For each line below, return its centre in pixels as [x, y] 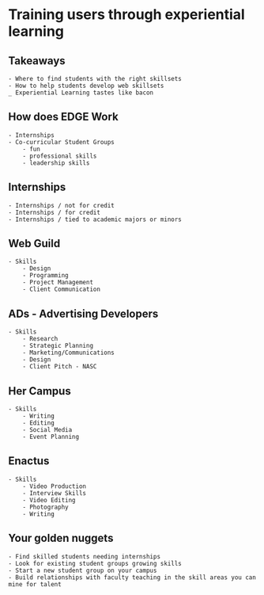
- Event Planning [51, 437]
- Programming [45, 276]
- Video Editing [49, 500]
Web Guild [34, 244]
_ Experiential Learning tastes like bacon [81, 93]
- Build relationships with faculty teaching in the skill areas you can [132, 577]
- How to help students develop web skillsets [86, 86]
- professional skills [60, 156]
